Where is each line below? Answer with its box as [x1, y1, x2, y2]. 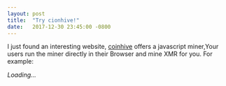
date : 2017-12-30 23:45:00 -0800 [7, 23, 111, 30]
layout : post [7, 10, 45, 17]
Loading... [7, 71, 36, 79]
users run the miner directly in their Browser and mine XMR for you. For [7, 50, 213, 58]
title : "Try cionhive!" [7, 17, 80, 24]
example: [7, 57, 34, 66]
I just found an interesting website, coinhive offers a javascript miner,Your [7, 43, 219, 51]
